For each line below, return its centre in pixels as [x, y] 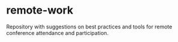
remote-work [40, 10]
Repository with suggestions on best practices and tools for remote [89, 27]
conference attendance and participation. [58, 33]
